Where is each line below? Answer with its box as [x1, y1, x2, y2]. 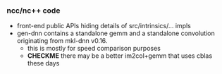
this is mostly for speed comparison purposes [27, 44, 161, 53]
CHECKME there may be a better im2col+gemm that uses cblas [27, 51, 213, 60]
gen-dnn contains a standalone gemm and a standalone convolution [16, 29, 216, 37]
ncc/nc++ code [6, 6, 61, 16]
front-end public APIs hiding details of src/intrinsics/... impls [16, 22, 191, 30]
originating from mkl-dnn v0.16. [16, 37, 108, 45]
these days [27, 59, 60, 68]
